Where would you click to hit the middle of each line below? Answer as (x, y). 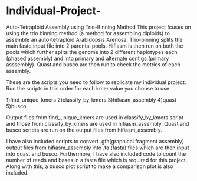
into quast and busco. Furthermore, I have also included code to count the (96, 153)
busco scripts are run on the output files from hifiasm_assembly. (84, 130)
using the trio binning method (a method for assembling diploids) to (88, 33)
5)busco (16, 106)
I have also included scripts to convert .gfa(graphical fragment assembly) (95, 141)
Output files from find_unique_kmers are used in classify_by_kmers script (95, 117)
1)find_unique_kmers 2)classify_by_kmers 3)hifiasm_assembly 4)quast (91, 100)
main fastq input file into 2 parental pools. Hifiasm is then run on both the (95, 46)
